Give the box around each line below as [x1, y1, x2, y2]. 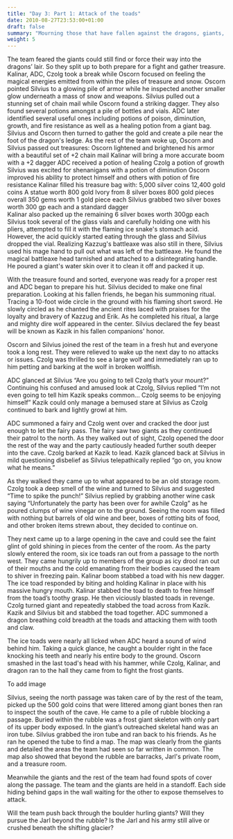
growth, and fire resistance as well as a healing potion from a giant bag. [7, 122, 212, 130]
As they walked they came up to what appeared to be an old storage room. [7, 477, 221, 485]
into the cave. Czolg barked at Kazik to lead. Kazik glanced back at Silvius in [7, 449, 225, 457]
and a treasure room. [7, 760, 67, 768]
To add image [7, 680, 46, 688]
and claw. [7, 624, 35, 632]
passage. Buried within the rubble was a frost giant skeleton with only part [7, 715, 220, 724]
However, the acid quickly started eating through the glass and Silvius [7, 232, 207, 241]
